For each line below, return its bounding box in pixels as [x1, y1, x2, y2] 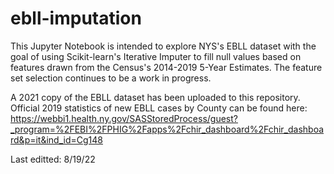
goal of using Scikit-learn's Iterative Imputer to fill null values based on [10, 50, 302, 62]
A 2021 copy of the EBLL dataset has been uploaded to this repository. [10, 91, 301, 103]
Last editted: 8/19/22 [10, 153, 96, 165]
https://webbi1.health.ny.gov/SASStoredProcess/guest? [10, 112, 238, 124]
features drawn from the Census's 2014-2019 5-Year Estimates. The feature [10, 61, 323, 73]
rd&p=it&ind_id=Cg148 [10, 133, 103, 146]
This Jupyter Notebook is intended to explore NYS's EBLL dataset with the [10, 40, 317, 52]
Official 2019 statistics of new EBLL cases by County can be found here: [10, 102, 308, 114]
